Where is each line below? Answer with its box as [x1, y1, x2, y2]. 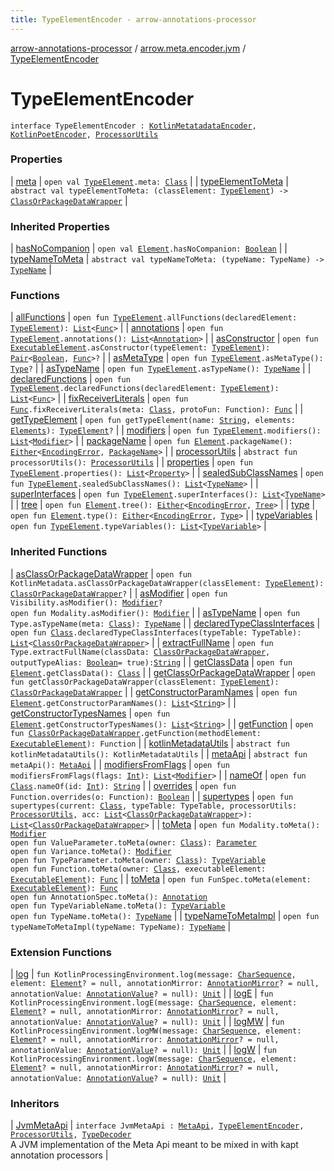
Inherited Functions [10, 545, 108, 559]
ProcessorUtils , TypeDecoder [10, 1130, 132, 1140]
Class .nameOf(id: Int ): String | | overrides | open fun [10, 779, 237, 791]
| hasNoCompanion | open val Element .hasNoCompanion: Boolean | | [10, 242, 288, 255]
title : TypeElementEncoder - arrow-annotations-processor [10, 14, 257, 25]
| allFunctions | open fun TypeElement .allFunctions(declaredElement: [10, 311, 298, 323]
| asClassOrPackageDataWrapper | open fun [10, 567, 192, 580]
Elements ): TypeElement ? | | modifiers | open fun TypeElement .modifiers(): [10, 424, 322, 436]
